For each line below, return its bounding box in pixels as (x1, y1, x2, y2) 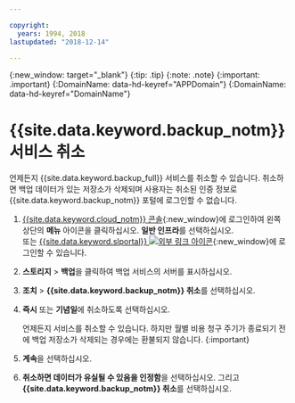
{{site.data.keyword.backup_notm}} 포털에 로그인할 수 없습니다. (9, 195, 238, 206)
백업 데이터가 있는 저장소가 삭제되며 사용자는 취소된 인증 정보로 (18, 184, 238, 194)
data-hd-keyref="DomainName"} (9, 88, 131, 99)
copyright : (9, 21, 50, 29)
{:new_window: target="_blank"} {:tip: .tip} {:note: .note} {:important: (9, 70, 260, 80)
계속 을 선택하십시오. (21, 353, 92, 364)
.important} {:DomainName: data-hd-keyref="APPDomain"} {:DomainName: (9, 79, 287, 90)
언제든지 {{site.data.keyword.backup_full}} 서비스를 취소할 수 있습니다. (9, 173, 261, 184)
